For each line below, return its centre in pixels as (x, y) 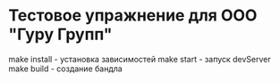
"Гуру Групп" (60, 34)
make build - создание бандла (65, 69)
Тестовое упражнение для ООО (133, 16)
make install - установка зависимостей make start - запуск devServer (140, 59)
